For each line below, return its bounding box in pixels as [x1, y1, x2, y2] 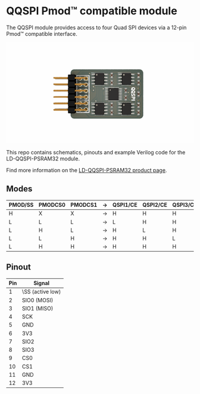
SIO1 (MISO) [21, 305, 54, 312]
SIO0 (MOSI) [21, 296, 54, 303]
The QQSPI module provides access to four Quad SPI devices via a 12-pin [6, 24, 187, 31]
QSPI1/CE [112, 201, 138, 209]
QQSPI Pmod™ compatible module [6, 4, 177, 18]
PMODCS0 [38, 201, 65, 209]
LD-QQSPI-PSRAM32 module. [6, 155, 80, 162]
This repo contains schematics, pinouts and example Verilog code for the [6, 148, 186, 156]
